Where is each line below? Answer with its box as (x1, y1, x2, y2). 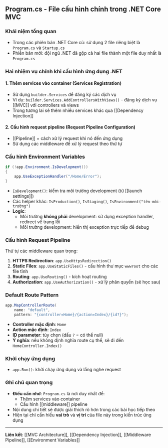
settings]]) (12, 193, 34, 199)
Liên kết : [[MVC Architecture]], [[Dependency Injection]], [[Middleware (5, 431, 151, 437)
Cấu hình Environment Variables (5, 153, 85, 160)
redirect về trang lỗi (19, 219, 60, 225)
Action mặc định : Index (12, 327, 61, 333)
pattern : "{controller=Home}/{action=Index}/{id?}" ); (14, 312, 128, 318)
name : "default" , (14, 308, 50, 313)
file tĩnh (12, 268, 28, 274)
